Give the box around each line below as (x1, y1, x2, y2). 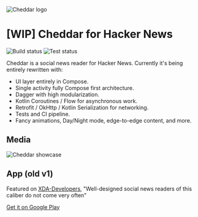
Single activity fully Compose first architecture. (15, 84, 134, 91)
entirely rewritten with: (6, 66, 63, 73)
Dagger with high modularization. (15, 91, 100, 98)
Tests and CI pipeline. (15, 110, 70, 118)
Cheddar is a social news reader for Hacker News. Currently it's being (6, 59, 183, 67)
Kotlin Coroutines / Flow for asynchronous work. (15, 97, 138, 104)
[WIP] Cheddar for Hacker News (6, 28, 173, 41)
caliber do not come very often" (6, 191, 87, 199)
